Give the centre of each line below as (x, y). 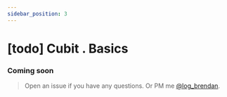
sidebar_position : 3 (38, 14)
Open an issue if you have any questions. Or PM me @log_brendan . (122, 86)
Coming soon (31, 70)
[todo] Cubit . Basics (68, 48)
